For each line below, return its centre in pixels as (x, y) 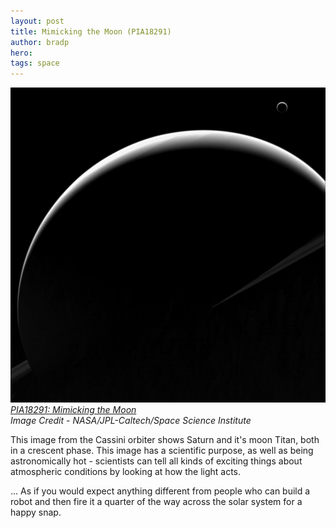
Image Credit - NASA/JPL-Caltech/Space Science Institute (131, 421)
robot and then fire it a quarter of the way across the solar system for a (156, 502)
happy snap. (36, 512)
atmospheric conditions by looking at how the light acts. (126, 472)
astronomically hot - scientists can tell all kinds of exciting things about (156, 461)
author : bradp (40, 42)
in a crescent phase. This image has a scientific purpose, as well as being (162, 451)
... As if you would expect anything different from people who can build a (160, 491)
